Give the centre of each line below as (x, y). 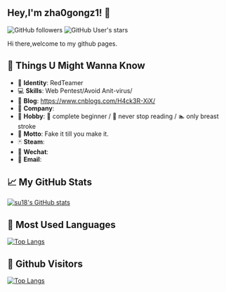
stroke (27, 126)
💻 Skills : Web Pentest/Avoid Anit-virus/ (75, 90)
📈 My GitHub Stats (50, 183)
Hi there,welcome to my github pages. (62, 44)
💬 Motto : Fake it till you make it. (63, 134)
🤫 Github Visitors (45, 264)
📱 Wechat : (33, 151)
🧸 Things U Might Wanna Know (76, 66)
